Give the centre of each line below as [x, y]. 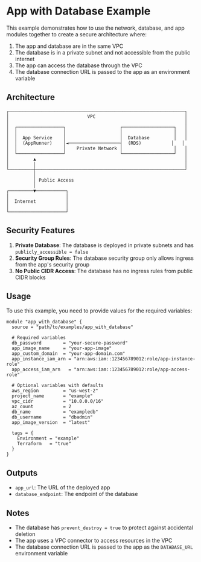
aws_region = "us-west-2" [55, 391]
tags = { [23, 433]
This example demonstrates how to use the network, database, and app [96, 28]
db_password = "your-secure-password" [70, 343]
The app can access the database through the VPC [79, 65]
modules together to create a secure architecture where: [76, 34]
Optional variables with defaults [60, 386]
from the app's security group [52, 264]
